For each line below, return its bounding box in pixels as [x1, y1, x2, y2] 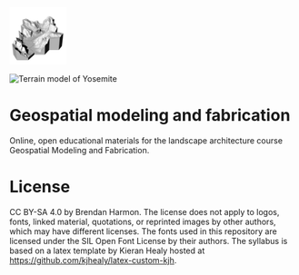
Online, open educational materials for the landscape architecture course [9, 134, 284, 146]
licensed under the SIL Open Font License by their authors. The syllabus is [9, 235, 288, 246]
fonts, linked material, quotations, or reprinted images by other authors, [9, 216, 276, 227]
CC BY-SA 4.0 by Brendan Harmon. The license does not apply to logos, [9, 206, 280, 217]
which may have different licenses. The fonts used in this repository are [9, 225, 277, 237]
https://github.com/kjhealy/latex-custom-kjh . [9, 254, 177, 265]
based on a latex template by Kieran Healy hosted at [9, 245, 205, 256]
